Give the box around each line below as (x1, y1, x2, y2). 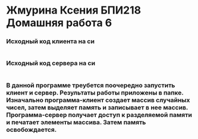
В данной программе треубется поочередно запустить (6, 81, 175, 89)
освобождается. (6, 125, 57, 134)
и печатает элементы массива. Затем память (6, 118, 146, 126)
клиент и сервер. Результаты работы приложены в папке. (6, 88, 184, 96)
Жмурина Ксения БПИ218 (6, 4, 142, 17)
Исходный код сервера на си (6, 59, 96, 67)
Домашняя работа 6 (6, 16, 112, 30)
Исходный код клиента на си (6, 37, 95, 46)
